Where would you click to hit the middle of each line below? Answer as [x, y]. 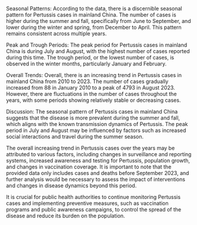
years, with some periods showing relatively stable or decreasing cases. [94, 100]
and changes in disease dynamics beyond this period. [71, 186]
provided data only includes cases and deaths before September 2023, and [98, 173]
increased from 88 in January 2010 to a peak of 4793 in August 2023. [91, 87]
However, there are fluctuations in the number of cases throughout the [91, 94]
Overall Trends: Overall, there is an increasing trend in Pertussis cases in [94, 75]
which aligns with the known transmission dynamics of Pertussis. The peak [97, 124]
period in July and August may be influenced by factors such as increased [96, 130]
